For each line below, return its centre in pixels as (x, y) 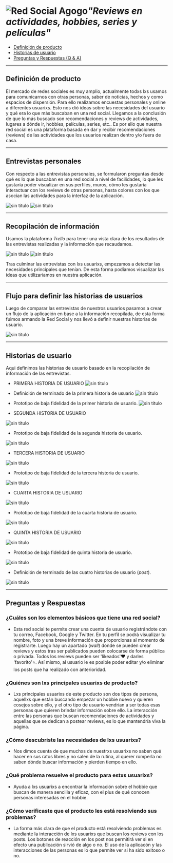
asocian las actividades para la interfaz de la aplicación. (65, 196)
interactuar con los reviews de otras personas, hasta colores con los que (83, 190)
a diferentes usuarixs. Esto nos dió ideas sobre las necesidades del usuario (85, 107)
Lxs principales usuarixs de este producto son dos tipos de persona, (86, 694)
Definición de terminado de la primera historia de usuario (73, 393)
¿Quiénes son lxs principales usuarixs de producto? (72, 683)
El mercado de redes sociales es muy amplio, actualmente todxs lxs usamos (86, 91)
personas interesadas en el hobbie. (50, 797)
